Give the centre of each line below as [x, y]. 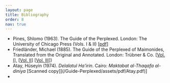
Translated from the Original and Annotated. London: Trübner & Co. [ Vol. [89, 55]
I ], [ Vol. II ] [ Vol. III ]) [32, 60]
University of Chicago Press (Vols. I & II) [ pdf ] [60, 44]
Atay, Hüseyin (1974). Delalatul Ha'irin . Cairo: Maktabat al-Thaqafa [83, 66]
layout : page [19, 10]
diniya [19, 71]
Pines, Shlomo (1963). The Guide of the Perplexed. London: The [80, 39]
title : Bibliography [27, 15]
